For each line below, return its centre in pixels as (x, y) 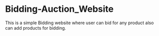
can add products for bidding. (36, 28)
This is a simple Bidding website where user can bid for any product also (79, 23)
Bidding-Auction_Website (59, 9)
